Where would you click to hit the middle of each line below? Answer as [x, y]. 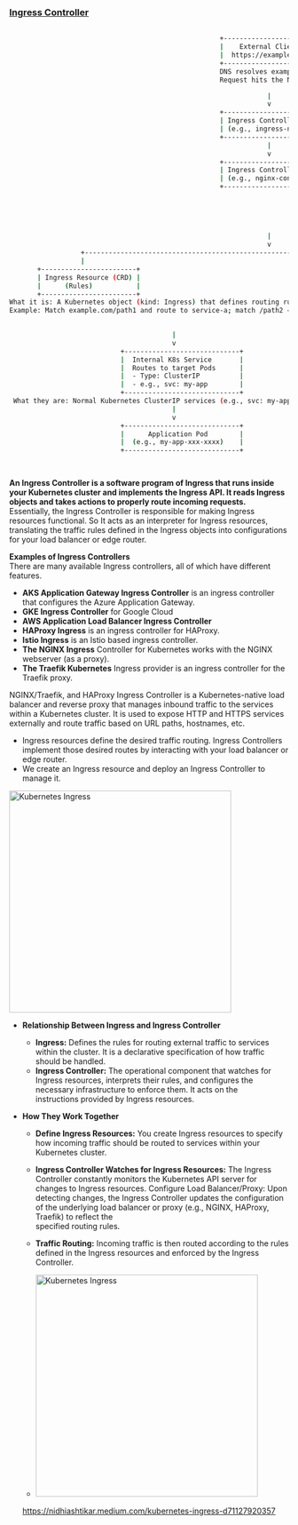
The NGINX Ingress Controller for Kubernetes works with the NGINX [147, 649]
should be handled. [71, 1061]
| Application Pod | [182, 434]
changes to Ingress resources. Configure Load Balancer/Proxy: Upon [161, 1188]
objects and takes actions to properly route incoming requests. [128, 502]
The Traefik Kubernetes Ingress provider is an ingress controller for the [153, 669]
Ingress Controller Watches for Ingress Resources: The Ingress [153, 1170]
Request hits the [251, 80]
